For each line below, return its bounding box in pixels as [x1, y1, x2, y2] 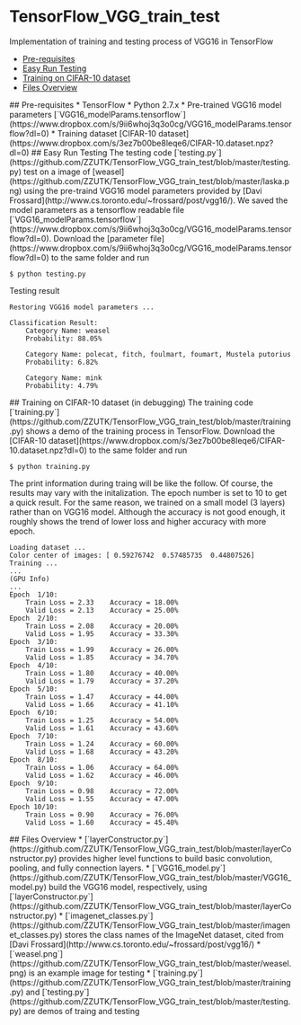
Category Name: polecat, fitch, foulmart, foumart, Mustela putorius [25, 349, 292, 358]
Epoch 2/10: [9, 614, 58, 623]
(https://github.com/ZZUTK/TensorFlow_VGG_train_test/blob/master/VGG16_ [9, 871, 292, 882]
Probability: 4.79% [25, 381, 99, 390]
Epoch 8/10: [9, 755, 58, 764]
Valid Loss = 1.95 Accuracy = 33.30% [25, 629, 179, 639]
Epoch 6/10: [9, 708, 58, 717]
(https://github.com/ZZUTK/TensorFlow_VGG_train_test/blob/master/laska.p [9, 175, 290, 186]
